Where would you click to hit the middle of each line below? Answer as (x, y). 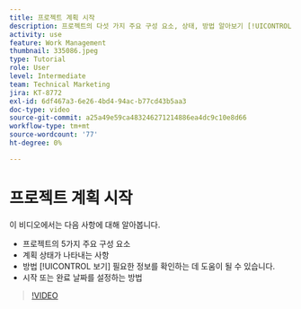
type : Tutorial (38, 59)
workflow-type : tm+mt (50, 127)
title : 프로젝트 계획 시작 (52, 18)
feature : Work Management (58, 43)
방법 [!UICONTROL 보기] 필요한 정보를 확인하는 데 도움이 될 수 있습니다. (149, 266)
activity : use (36, 34)
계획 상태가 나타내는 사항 (66, 255)
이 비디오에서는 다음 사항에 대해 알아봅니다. (85, 225)
